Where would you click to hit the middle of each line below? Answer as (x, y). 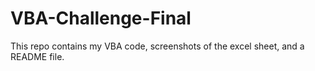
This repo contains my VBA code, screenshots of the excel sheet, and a (157, 46)
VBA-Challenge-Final (101, 18)
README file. (37, 56)
